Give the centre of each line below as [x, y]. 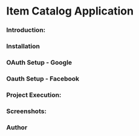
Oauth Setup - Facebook [43, 79]
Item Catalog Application [70, 11]
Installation [23, 47]
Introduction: [26, 30]
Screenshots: [27, 111]
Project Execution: [34, 95]
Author [17, 127]
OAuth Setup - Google [39, 62]
